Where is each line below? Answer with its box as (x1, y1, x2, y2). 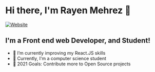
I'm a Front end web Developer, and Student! (5, 36, 150, 45)
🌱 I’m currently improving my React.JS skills (12, 50, 106, 56)
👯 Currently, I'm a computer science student (12, 55, 107, 61)
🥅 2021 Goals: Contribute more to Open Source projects (12, 61, 131, 67)
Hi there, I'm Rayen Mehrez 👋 (5, 5, 131, 16)
